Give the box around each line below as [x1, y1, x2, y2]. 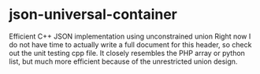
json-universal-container [9, 6, 178, 24]
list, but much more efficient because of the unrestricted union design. [9, 57, 238, 66]
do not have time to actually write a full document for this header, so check [9, 39, 252, 49]
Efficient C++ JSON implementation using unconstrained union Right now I [9, 31, 251, 41]
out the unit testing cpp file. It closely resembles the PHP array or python [9, 48, 245, 57]
